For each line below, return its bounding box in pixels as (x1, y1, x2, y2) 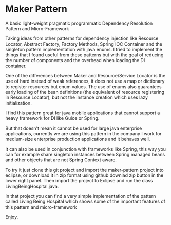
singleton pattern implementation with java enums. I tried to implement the (5, 46, 163, 52)
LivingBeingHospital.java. (5, 183, 59, 189)
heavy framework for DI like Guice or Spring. (5, 115, 100, 121)
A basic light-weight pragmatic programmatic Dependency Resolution (5, 20, 153, 26)
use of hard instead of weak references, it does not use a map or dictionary (5, 78, 165, 84)
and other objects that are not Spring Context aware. (5, 157, 117, 163)
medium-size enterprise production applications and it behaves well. (5, 136, 150, 142)
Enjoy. (5, 214, 18, 220)
